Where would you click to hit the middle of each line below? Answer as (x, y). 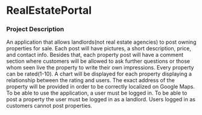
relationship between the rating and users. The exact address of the (90, 80)
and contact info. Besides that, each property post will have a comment (95, 55)
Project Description (35, 29)
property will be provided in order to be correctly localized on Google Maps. (100, 87)
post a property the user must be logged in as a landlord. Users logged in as (101, 99)
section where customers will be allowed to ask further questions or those (98, 61)
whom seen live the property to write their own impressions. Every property (100, 68)
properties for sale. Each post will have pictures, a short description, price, (99, 49)
